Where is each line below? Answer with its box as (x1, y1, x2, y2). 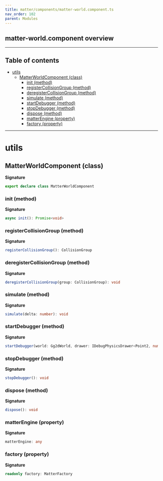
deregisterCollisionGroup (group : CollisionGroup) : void (5, 280, 120, 285)
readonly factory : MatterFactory (5, 471, 73, 476)
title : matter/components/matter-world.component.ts (5, 7, 114, 12)
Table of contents (5, 56, 59, 65)
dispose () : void (5, 408, 38, 412)
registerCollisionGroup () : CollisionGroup (5, 248, 92, 253)
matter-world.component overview (5, 34, 114, 42)
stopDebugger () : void (5, 376, 49, 380)
